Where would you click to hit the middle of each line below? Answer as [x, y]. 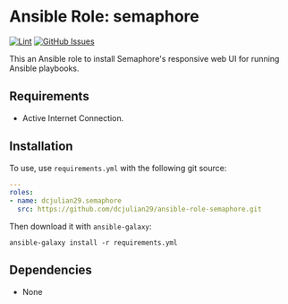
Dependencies [51, 270]
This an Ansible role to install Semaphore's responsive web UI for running [144, 58]
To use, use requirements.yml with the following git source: [118, 168]
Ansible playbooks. [44, 68]
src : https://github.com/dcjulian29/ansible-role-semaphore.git [140, 209]
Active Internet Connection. [73, 117]
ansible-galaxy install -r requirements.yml [93, 243]
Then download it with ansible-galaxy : [80, 227]
